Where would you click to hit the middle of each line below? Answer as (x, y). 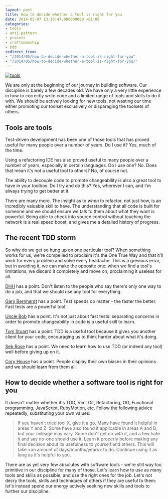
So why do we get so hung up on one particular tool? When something (78, 250)
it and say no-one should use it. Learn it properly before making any (88, 439)
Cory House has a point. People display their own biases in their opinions (81, 361)
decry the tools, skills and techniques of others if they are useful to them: (81, 480)
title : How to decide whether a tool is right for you (64, 15)
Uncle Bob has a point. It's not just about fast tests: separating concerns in (82, 316)
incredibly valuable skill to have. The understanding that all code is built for (82, 206)
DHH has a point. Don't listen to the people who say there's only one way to (83, 286)
